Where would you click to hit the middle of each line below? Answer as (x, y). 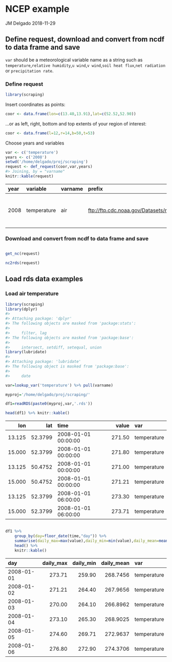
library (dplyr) (21, 309)
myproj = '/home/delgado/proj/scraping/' (48, 394)
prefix (95, 189)
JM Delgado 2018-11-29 (30, 23)
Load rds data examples (44, 279)
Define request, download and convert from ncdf (85, 39)
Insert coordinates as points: (35, 104)
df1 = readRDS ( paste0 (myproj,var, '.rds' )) (49, 404)
